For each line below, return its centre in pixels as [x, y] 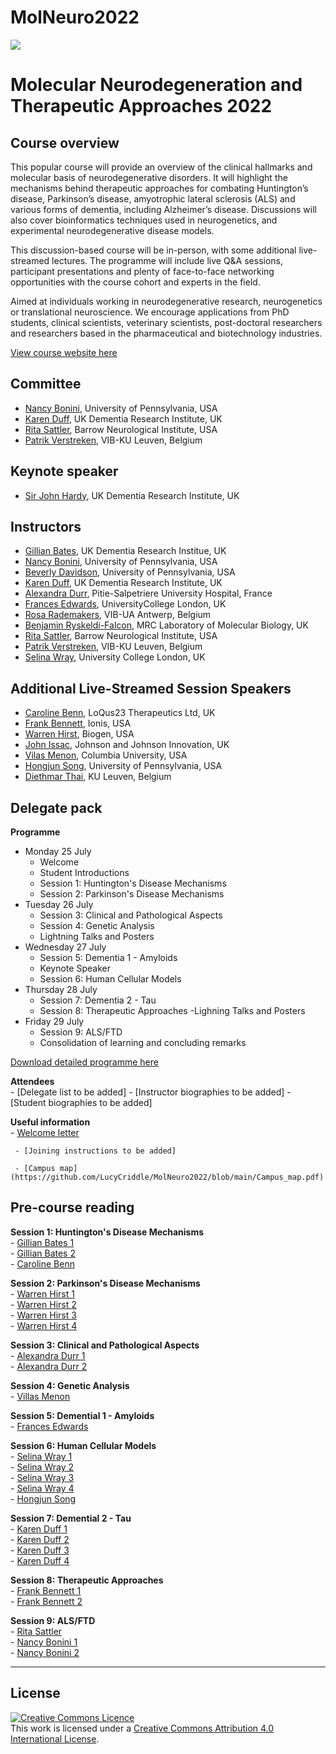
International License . [55, 1738]
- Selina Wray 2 [42, 1467]
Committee [46, 384]
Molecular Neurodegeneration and [156, 85]
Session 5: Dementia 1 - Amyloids [108, 957]
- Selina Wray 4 [42, 1488]
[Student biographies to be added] [81, 1102]
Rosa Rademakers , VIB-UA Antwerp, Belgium [118, 615]
